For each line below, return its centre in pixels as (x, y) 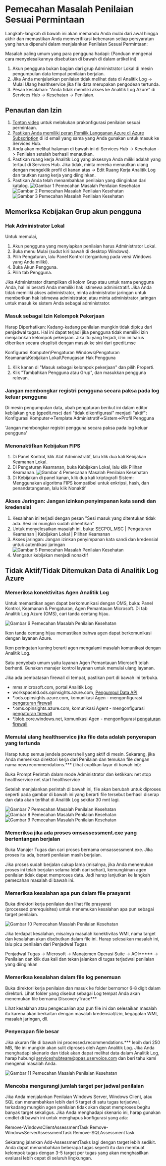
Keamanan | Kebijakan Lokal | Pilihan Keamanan (61, 534)
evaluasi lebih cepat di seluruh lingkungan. (49, 1158)
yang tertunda (23, 743)
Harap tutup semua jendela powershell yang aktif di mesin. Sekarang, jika (80, 754)
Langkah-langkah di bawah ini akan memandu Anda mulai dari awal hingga (82, 33)
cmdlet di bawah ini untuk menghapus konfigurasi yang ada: (67, 1118)
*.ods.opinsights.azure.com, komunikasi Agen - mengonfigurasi (77, 698)
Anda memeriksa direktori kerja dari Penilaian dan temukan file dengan (77, 759)
